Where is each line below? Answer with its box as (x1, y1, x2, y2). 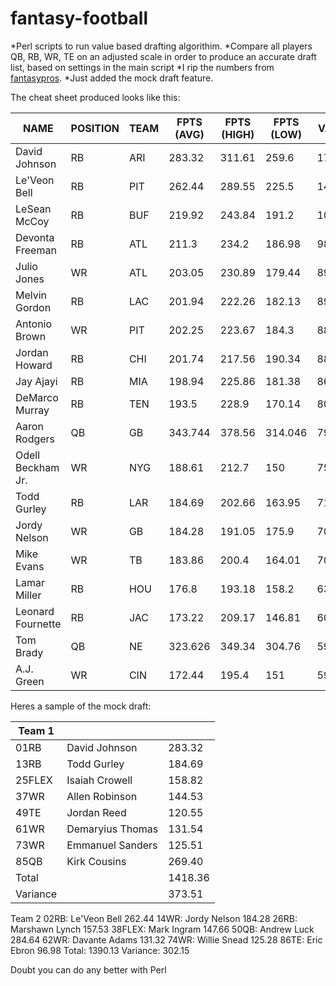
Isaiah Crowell (66, 773, 133, 787)
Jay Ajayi (15, 374, 58, 388)
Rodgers (15, 432, 56, 446)
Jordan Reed (66, 805, 127, 819)
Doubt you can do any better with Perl (10, 963, 167, 976)
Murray (15, 403, 50, 417)
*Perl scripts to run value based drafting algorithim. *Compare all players (10, 40, 313, 52)
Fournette (15, 617, 62, 631)
